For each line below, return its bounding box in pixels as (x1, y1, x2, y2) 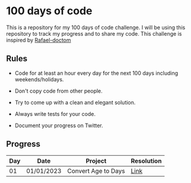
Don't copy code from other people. (14, 87, 103, 94)
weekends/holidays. (14, 75, 64, 83)
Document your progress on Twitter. (14, 122, 103, 129)
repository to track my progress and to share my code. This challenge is (6, 30, 182, 37)
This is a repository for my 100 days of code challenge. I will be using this (6, 24, 186, 31)
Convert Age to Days (67, 166, 126, 175)
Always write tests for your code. (14, 110, 96, 117)
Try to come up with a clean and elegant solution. (14, 99, 136, 106)
